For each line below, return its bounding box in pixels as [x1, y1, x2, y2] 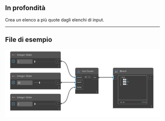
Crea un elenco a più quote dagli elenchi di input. [5, 17, 105, 22]
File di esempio [5, 36, 53, 44]
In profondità [5, 4, 46, 12]
